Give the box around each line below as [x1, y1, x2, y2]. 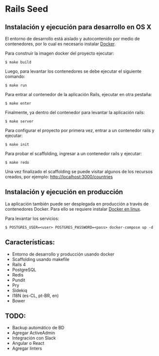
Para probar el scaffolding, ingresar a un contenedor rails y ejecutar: [5, 151, 142, 157]
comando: [5, 74, 25, 79]
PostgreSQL [12, 267, 36, 273]
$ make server [5, 119, 34, 124]
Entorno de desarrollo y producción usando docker [12, 251, 115, 257]
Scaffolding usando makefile [12, 256, 70, 262]
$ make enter [5, 101, 32, 106]
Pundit [12, 277, 25, 283]
